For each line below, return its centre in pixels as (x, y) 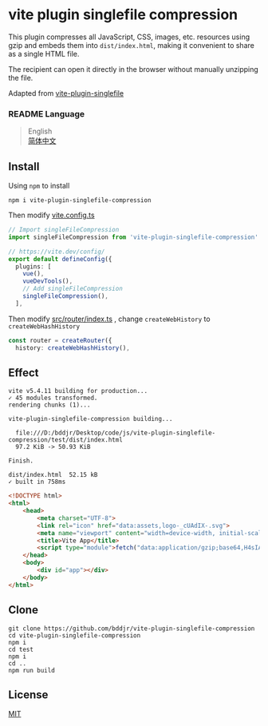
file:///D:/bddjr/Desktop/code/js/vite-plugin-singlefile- (116, 433)
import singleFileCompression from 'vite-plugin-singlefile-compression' (134, 237)
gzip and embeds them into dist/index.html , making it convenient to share (132, 45)
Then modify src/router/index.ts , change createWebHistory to (109, 319)
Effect (24, 373)
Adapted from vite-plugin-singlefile (66, 93)
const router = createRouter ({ (60, 340)
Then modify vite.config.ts (51, 215)
